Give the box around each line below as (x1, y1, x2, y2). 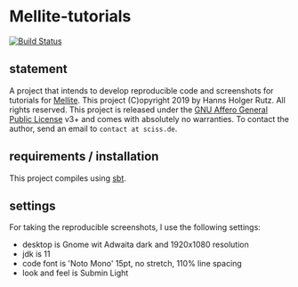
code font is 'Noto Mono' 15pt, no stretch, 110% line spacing (21, 258, 242, 269)
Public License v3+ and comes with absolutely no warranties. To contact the (9, 113, 289, 124)
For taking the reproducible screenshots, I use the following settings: (9, 222, 261, 233)
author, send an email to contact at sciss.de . (9, 123, 178, 134)
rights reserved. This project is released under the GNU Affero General (9, 104, 269, 115)
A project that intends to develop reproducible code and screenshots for (9, 85, 274, 95)
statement (9, 61, 68, 77)
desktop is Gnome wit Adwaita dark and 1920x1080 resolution (21, 239, 249, 250)
